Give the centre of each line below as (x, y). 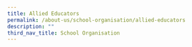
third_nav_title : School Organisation (64, 33)
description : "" (31, 26)
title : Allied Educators (43, 13)
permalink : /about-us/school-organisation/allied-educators (97, 20)
